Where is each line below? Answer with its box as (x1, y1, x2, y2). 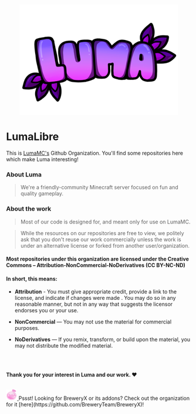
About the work (6, 205, 52, 213)
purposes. (14, 325, 40, 332)
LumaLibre (6, 130, 59, 143)
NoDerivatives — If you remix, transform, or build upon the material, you (14, 336, 191, 343)
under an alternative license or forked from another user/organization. (20, 242, 190, 249)
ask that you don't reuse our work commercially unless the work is (20, 236, 181, 243)
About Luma (6, 170, 42, 178)
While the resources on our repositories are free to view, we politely (20, 229, 184, 236)
